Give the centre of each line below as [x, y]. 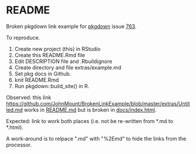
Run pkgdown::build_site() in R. [52, 86]
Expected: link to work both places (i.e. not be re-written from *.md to [90, 121]
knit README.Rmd [37, 80]
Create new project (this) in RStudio [58, 49]
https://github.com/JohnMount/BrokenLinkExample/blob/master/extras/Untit [98, 103]
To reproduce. [23, 37]
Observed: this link [29, 97]
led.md [14, 110]
